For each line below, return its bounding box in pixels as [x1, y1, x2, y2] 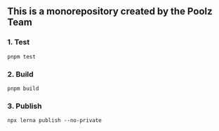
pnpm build [7, 85, 39, 92]
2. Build [7, 69, 34, 79]
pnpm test [7, 53, 36, 60]
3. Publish [7, 101, 42, 111]
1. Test [7, 38, 30, 47]
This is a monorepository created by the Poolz [7, 6, 213, 17]
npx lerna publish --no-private [7, 117, 102, 124]
